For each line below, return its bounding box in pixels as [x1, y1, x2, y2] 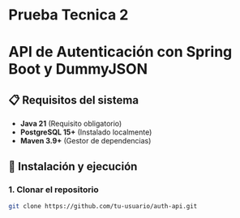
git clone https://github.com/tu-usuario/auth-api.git [8, 202, 198, 210]
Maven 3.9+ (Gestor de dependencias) [19, 136, 152, 146]
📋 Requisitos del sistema [8, 93, 139, 107]
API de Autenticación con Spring [8, 43, 233, 62]
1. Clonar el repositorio [8, 184, 99, 195]
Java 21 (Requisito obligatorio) [19, 119, 122, 129]
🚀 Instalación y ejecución [8, 160, 138, 173]
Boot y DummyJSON [8, 60, 148, 79]
